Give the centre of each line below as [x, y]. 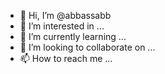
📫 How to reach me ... [66, 58]
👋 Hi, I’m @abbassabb [65, 15]
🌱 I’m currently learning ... [73, 36]
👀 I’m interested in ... [62, 26]
